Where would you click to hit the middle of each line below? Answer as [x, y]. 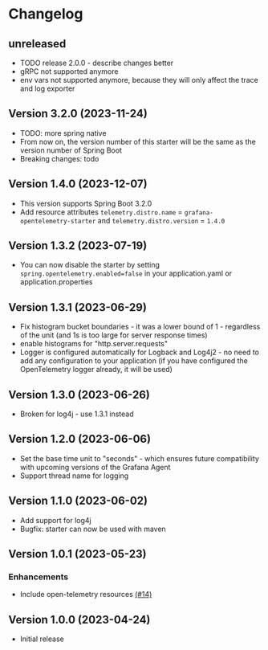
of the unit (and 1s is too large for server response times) [114, 335]
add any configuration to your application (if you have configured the [134, 361]
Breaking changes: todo [59, 158]
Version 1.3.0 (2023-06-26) [79, 394]
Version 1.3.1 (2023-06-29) [77, 307]
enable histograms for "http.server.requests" [94, 344]
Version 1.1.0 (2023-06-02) [78, 501]
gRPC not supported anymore [69, 72]
